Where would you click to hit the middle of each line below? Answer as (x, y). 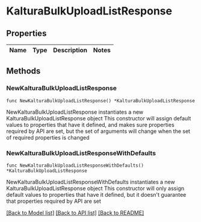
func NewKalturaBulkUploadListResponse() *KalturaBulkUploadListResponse (101, 100)
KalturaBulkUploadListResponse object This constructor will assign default (99, 118)
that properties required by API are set (54, 201)
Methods (23, 71)
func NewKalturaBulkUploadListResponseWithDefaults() (75, 165)
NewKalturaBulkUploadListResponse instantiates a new (75, 112)
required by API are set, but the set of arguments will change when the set (98, 131)
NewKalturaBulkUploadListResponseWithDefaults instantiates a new (91, 182)
